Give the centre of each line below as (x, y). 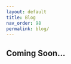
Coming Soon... (36, 53)
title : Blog (21, 18)
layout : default (26, 12)
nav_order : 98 (24, 23)
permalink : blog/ (28, 29)
